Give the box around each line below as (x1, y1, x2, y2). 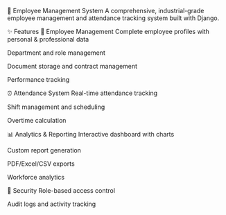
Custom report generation (7, 146, 82, 154)
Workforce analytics (7, 173, 64, 181)
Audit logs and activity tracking (7, 200, 96, 208)
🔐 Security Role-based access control (7, 187, 116, 194)
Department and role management (7, 49, 105, 57)
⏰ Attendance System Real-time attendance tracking (7, 89, 158, 97)
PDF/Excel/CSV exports (7, 160, 75, 168)
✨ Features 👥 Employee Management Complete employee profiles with (7, 28, 210, 35)
